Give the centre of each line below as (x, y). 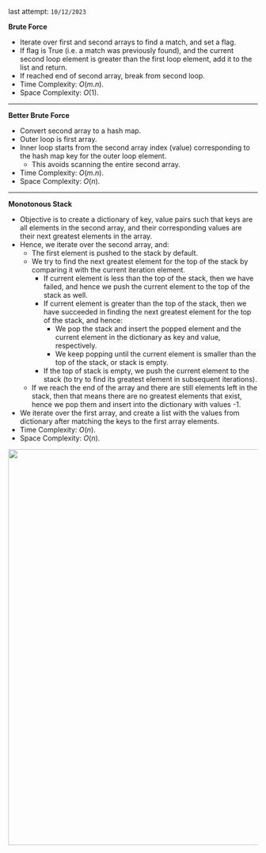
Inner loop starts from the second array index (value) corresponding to (135, 147)
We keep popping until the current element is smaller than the (156, 354)
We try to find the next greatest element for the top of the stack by (140, 261)
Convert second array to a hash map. (80, 131)
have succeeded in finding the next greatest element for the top (147, 312)
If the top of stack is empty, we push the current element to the (146, 371)
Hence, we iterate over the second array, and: (94, 244)
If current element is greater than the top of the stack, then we (145, 303)
